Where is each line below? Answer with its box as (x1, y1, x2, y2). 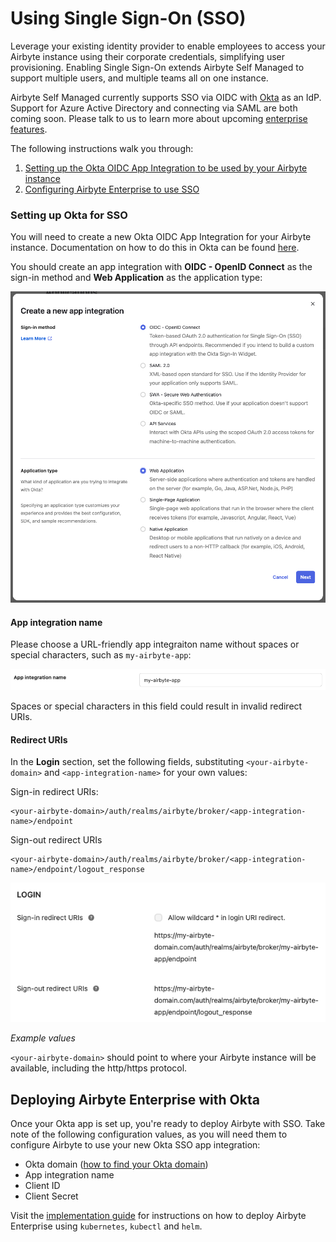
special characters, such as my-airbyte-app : (10, 649, 192, 661)
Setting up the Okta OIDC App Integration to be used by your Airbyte (24, 162, 308, 174)
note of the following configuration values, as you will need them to (10, 1128, 288, 1141)
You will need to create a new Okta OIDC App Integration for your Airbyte (10, 231, 312, 243)
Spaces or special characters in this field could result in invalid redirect (10, 700, 303, 712)
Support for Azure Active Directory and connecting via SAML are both (10, 102, 298, 114)
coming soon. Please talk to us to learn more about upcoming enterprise (10, 112, 308, 124)
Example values (10, 1032, 76, 1044)
